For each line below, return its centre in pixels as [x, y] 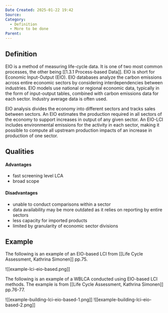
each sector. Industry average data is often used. [56, 99]
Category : [16, 19]
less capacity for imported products [50, 220]
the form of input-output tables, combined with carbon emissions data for [82, 93]
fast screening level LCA [38, 176]
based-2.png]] [20, 305]
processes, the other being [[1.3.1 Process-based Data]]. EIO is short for [80, 72]
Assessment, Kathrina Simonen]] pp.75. [47, 259]
